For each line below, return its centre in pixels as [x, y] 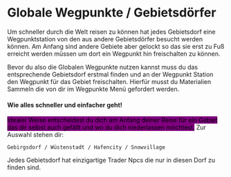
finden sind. [24, 167]
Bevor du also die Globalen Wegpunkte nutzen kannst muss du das [103, 67]
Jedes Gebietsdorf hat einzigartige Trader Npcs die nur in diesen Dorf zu [111, 160]
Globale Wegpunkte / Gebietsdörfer [112, 13]
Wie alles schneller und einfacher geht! [65, 105]
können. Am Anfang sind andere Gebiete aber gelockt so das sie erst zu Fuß [116, 46]
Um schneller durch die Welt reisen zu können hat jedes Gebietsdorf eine [111, 32]
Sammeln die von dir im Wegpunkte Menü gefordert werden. [93, 89]
